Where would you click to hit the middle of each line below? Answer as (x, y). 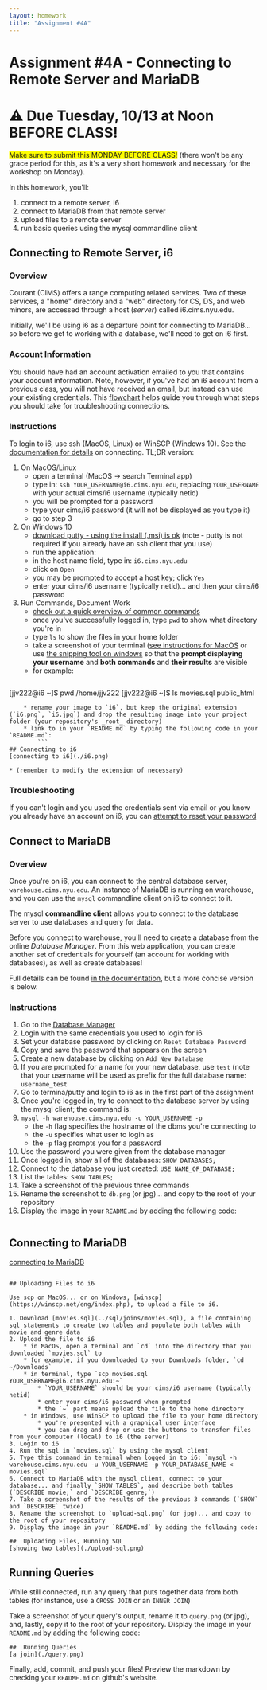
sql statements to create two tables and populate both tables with (125, 1325)
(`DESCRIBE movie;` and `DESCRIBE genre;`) (82, 1492)
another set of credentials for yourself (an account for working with (119, 954)
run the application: (64, 552)
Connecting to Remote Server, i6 (91, 253)
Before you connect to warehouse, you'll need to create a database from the (134, 937)
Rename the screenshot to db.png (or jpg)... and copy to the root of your (138, 1194)
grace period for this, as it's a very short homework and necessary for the (130, 163)
